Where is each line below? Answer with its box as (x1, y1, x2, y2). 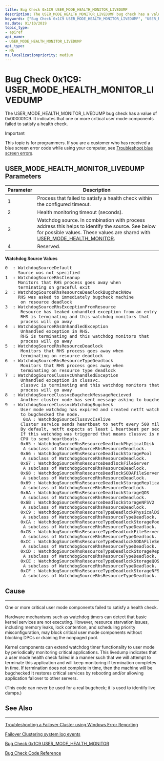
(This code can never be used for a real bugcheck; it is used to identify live (5, 685, 156, 691)
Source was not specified (18, 270, 80, 276)
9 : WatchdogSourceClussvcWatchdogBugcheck (5, 402, 114, 408)
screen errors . (5, 150, 34, 156)
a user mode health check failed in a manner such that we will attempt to (5, 654, 151, 660)
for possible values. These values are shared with (37, 229, 150, 236)
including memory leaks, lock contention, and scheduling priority (5, 624, 136, 630)
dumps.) (5, 690, 22, 696)
